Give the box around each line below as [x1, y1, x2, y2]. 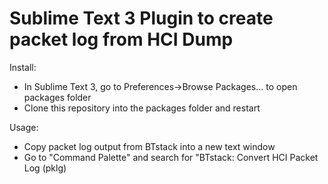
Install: [9, 61, 37, 73]
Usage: [9, 121, 39, 133]
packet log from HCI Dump [9, 28, 234, 51]
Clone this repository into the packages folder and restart [23, 102, 261, 114]
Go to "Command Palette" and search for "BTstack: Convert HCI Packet [23, 151, 319, 163]
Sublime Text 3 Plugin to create [9, 7, 274, 30]
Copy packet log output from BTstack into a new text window [23, 140, 276, 152]
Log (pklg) [23, 162, 67, 174]
